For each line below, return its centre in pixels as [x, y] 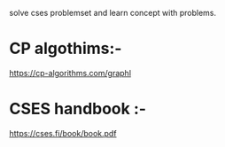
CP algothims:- [66, 49]
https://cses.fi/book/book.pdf [63, 133]
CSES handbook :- [78, 109]
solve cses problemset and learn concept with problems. [113, 13]
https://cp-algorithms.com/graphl [70, 73]
